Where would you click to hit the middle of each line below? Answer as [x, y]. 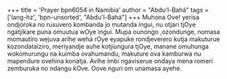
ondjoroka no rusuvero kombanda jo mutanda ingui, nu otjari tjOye [101, 24]
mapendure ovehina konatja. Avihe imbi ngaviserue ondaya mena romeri [110, 61]
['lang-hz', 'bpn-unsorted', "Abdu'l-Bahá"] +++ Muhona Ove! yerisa [103, 17]
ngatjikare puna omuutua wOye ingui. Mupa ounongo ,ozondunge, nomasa [113, 32]
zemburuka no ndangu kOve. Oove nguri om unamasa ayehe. [94, 68]
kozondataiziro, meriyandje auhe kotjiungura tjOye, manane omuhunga [108, 46]
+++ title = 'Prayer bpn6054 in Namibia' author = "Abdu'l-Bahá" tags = [108, 10]
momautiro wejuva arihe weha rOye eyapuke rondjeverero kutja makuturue [113, 39]
